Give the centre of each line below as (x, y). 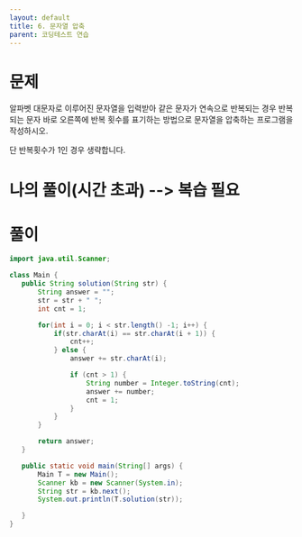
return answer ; (66, 441)
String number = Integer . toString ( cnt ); (163, 383)
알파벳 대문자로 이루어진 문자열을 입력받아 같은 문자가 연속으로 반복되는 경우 (143, 108)
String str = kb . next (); (84, 491)
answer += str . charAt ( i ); (119, 359)
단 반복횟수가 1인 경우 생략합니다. (68, 150)
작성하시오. (29, 131)
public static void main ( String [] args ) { (102, 466)
